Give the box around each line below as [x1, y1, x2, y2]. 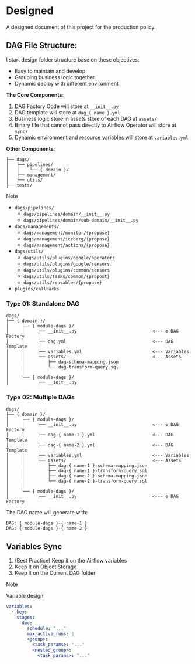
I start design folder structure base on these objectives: [6, 56, 140, 63]
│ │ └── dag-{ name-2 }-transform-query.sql [6, 478, 148, 485]
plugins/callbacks [14, 286, 60, 292]
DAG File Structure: [6, 40, 78, 50]
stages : [16, 614, 35, 620]
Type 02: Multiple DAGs [6, 393, 75, 401]
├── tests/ [6, 182, 33, 188]
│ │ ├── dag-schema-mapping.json [6, 359, 119, 365]
